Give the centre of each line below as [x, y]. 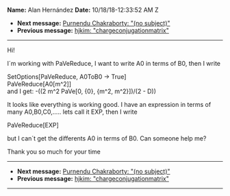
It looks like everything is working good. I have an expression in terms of [109, 105]
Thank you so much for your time [54, 151]
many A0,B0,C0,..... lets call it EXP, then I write [73, 112]
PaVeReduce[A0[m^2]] [39, 84]
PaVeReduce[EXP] [33, 125]
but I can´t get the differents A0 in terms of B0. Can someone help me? [107, 138]
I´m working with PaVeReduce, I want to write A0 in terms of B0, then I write [114, 63]
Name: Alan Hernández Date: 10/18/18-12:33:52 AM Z [83, 10]
